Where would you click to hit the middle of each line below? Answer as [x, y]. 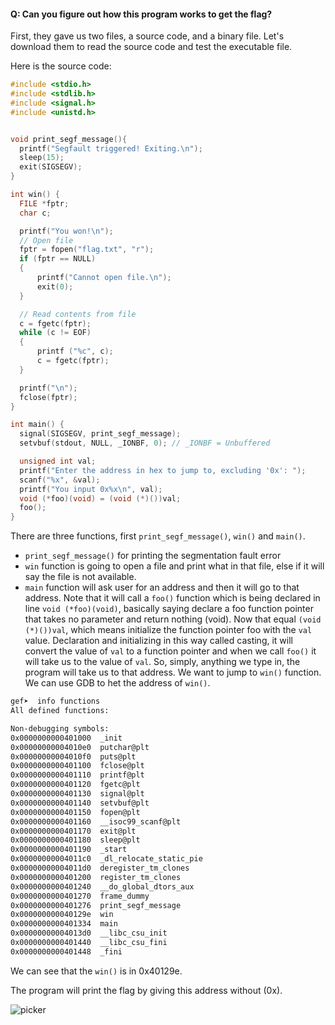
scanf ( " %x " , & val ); [60, 480]
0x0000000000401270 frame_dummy [80, 896]
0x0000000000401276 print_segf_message [96, 905]
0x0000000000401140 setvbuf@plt [80, 803]
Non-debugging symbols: [60, 728]
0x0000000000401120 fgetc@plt [75, 785]
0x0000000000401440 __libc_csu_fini [89, 943]
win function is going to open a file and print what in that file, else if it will [174, 566]
